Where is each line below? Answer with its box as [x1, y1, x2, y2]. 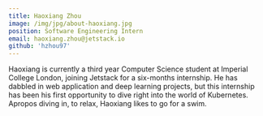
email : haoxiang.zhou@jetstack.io [8, 34, 126, 43]
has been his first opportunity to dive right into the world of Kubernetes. [8, 90, 249, 100]
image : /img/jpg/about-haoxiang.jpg [8, 19, 132, 28]
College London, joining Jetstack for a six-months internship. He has [8, 73, 238, 83]
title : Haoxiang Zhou [8, 11, 82, 20]
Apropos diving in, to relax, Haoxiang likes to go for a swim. [8, 99, 207, 109]
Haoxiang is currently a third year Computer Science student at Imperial [8, 64, 248, 74]
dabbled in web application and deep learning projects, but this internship [8, 82, 255, 92]
